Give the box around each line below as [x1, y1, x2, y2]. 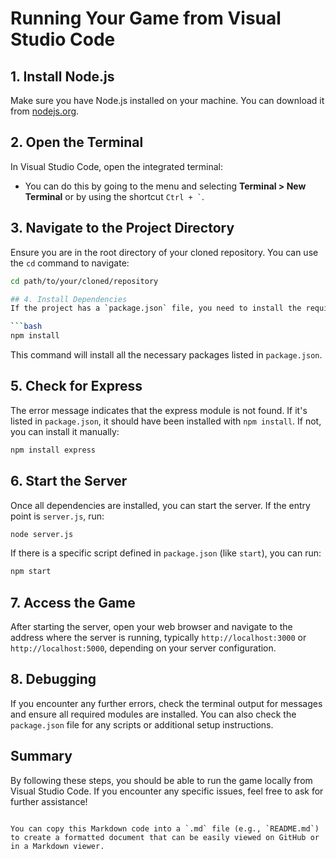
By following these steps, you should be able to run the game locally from [10, 774, 313, 786]
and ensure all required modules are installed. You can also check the [10, 708, 297, 720]
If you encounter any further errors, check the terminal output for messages [10, 697, 323, 709]
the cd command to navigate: [10, 257, 130, 269]
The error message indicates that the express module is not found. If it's [10, 404, 308, 416]
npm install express [10, 445, 97, 455]
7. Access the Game [10, 594, 136, 611]
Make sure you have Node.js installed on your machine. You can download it [10, 95, 325, 106]
